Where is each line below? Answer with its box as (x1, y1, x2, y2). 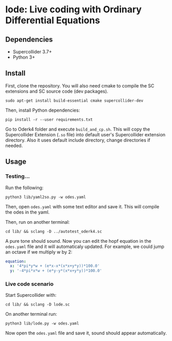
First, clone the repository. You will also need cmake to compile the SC (5, 82, 155, 88)
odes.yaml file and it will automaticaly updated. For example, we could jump (5, 243, 164, 249)
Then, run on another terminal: (5, 219, 70, 225)
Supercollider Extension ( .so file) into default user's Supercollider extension (5, 131, 166, 137)
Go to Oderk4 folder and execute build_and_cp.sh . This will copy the (5, 126, 150, 132)
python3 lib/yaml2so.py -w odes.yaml (5, 194, 86, 200)
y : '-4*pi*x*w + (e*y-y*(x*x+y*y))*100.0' (10, 268, 102, 274)
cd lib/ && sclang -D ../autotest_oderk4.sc (5, 229, 102, 234)
